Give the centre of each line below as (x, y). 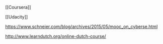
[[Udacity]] (17, 17)
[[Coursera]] (18, 7)
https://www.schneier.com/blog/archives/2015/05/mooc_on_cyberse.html (81, 26)
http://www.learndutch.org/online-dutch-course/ (56, 36)
